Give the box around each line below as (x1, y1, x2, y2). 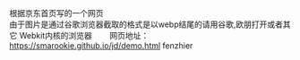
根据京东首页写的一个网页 (9, 8, 104, 18)
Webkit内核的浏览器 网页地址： (19, 30, 150, 40)
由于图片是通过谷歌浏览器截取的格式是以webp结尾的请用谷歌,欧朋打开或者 (9, 19, 284, 30)
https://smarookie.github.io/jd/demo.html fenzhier (9, 40, 193, 51)
